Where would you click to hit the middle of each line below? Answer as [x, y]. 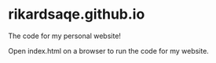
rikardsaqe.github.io [77, 14]
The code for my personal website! [65, 36]
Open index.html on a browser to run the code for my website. [109, 51]
